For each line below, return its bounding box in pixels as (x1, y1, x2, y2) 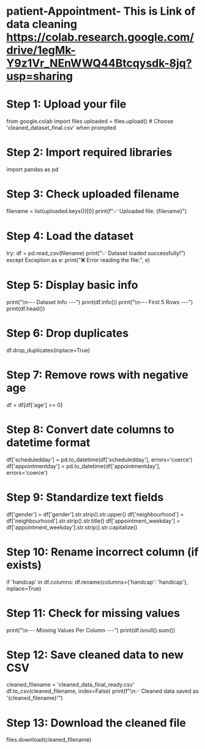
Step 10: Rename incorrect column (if (6, 545, 199, 559)
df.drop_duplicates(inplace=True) (6, 346, 91, 354)
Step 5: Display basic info (6, 278, 138, 292)
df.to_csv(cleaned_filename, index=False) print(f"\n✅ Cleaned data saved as (6, 687, 199, 695)
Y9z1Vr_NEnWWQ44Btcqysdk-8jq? (6, 56, 192, 70)
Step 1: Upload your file (6, 97, 127, 111)
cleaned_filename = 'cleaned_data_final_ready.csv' (6, 681, 135, 688)
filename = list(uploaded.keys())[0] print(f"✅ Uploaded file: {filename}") (6, 207, 187, 215)
